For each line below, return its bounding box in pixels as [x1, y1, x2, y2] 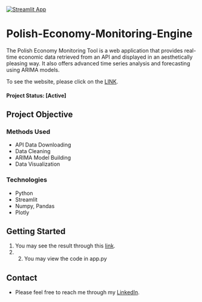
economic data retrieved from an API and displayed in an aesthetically [18, 53, 193, 61]
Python [15, 189, 33, 197]
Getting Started [6, 226, 66, 236]
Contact [6, 272, 37, 283]
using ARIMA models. [6, 66, 60, 73]
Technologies [6, 176, 47, 184]
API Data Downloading [15, 141, 71, 148]
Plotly [15, 209, 30, 216]
